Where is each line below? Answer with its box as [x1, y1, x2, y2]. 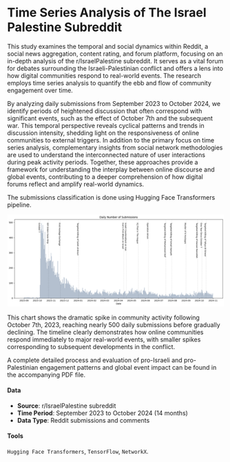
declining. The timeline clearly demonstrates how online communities [7, 328, 204, 336]
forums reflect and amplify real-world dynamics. [7, 180, 145, 188]
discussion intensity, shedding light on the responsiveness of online [7, 129, 200, 137]
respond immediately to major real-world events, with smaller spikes [7, 335, 201, 344]
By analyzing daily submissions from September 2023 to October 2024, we [7, 99, 221, 107]
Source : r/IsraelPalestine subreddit [17, 401, 116, 410]
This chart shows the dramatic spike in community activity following [7, 313, 200, 322]
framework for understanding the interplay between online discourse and [7, 165, 215, 174]
